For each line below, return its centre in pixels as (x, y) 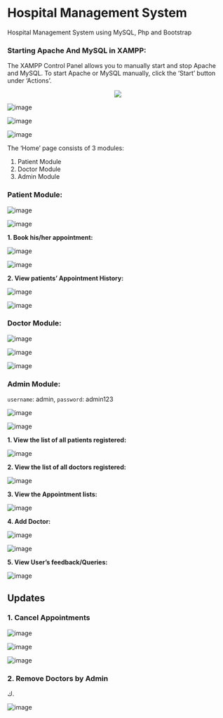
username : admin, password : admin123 (60, 399)
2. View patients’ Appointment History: (66, 278)
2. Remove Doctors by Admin (58, 678)
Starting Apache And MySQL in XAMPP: (77, 50)
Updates (26, 598)
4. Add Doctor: (29, 522)
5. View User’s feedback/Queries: (58, 562)
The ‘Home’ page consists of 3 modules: (66, 148)
